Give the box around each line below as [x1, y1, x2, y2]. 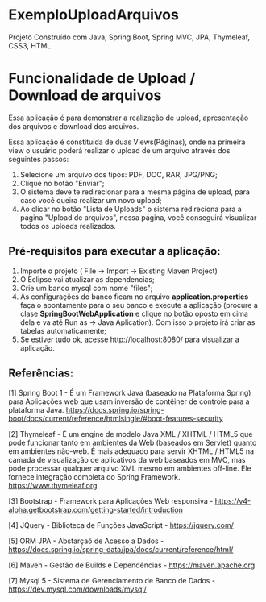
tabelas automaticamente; [19, 326, 107, 335]
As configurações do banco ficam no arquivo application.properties [19, 292, 249, 301]
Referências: [8, 367, 74, 380]
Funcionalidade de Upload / [8, 69, 196, 88]
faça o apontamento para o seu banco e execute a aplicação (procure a [19, 300, 258, 309]
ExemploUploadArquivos [8, 6, 179, 24]
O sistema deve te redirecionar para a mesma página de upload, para [19, 187, 250, 197]
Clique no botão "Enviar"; [19, 178, 105, 188]
